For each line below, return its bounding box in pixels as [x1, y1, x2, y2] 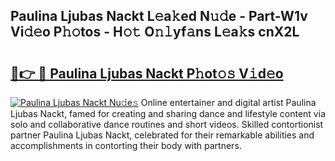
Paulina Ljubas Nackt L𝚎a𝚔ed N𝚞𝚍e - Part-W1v [10, 8, 308, 25]
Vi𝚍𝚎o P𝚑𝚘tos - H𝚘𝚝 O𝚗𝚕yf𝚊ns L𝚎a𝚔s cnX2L [10, 24, 300, 41]
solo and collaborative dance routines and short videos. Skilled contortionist [10, 119, 324, 130]
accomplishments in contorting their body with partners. [10, 140, 242, 151]
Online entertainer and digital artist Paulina [140, 97, 317, 108]
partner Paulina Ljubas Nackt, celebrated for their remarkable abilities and [10, 129, 315, 141]
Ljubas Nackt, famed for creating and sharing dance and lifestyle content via [10, 108, 326, 119]
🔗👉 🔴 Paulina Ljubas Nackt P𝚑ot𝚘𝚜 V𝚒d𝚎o [10, 65, 284, 82]
